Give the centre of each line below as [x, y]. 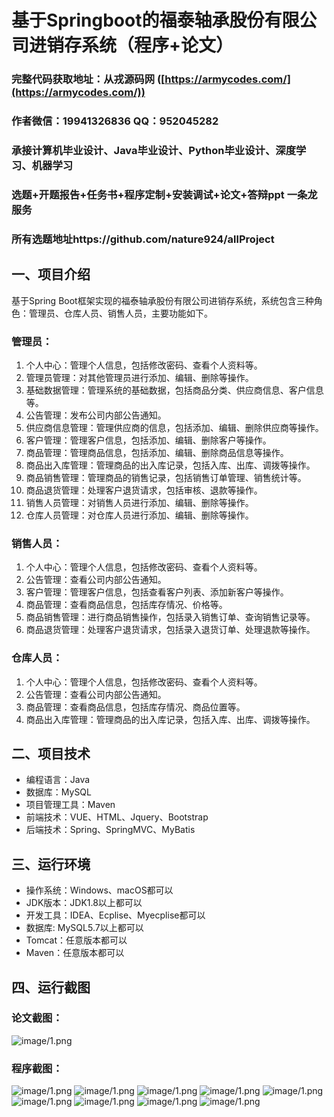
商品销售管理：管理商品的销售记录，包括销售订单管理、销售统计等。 [166, 477]
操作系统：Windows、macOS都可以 [99, 890]
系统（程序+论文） [157, 45]
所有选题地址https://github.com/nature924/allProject [143, 239]
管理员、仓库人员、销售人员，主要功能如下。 [120, 313]
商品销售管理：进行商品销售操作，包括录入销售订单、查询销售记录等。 [170, 617]
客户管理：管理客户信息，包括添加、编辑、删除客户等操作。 [148, 440]
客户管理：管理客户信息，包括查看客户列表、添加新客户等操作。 [157, 592]
